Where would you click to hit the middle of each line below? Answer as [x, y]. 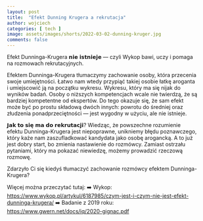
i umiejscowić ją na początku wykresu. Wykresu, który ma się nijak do [94, 88]
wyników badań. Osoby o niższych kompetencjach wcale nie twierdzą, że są [102, 94]
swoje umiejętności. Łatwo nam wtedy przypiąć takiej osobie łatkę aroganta [101, 81]
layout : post [23, 12]
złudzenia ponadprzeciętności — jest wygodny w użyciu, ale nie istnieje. [97, 113]
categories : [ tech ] [34, 29]
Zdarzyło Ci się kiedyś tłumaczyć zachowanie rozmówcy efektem [88, 169]
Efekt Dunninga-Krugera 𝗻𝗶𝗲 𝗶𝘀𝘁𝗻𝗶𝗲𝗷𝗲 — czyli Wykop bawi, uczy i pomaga [100, 57]
